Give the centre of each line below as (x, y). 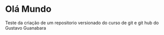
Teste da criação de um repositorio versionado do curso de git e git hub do (82, 23)
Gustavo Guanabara (26, 28)
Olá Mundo (28, 9)
